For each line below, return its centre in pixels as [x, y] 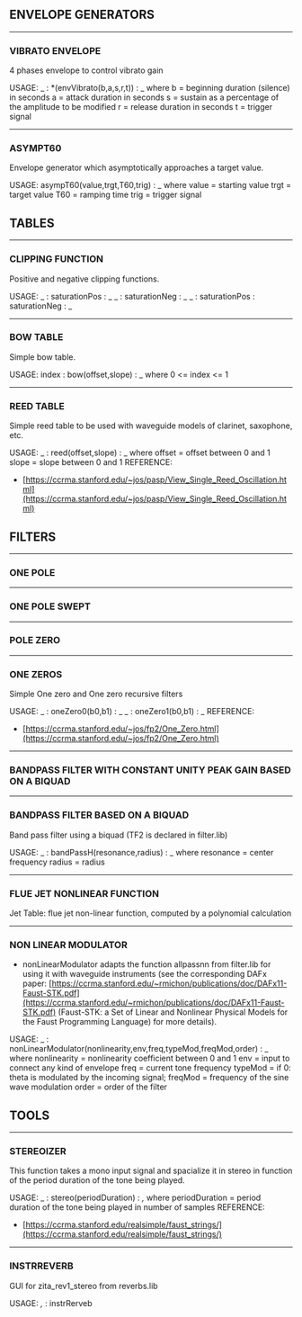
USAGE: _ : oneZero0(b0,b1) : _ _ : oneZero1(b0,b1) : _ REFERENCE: [132, 712]
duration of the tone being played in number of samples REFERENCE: [137, 1207]
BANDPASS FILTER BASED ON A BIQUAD [99, 815]
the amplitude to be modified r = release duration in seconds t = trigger [141, 107]
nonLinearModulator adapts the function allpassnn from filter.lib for [147, 964]
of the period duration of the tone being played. [98, 1180]
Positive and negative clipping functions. [84, 279]
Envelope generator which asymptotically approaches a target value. [137, 168]
